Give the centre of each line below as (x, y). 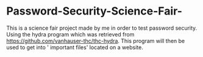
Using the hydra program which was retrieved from (70, 34)
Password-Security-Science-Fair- (94, 11)
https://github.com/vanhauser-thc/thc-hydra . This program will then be (96, 41)
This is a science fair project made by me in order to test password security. (102, 28)
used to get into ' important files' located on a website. (75, 47)
